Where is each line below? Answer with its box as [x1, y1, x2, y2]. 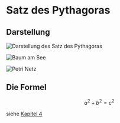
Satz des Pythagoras [6, 4, 111, 17]
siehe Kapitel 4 [6, 110, 43, 118]
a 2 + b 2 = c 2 [84, 98, 115, 106]
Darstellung [6, 27, 50, 37]
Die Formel [6, 82, 47, 92]
